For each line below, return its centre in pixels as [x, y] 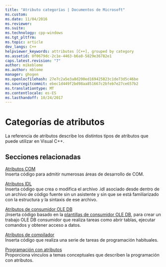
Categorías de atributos [55, 122]
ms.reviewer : [19, 24]
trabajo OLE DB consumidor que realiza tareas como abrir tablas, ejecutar [80, 220]
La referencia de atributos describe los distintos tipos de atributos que [77, 136]
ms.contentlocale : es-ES [31, 93]
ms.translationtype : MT [30, 88]
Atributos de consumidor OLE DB [39, 209]
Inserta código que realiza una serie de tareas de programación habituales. [82, 240]
